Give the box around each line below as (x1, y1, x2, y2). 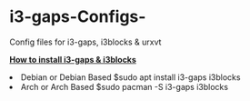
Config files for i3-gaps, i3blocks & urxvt (9, 36, 162, 47)
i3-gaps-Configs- (9, 6, 146, 27)
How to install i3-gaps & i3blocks (9, 54, 136, 65)
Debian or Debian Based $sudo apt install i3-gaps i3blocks (21, 71, 241, 83)
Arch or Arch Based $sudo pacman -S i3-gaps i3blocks (21, 81, 229, 92)
